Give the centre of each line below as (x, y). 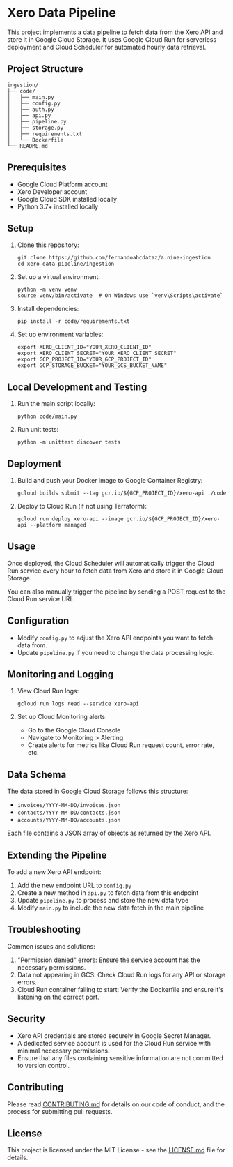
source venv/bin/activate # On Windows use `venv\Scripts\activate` (120, 296)
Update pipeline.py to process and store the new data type (103, 901)
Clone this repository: (48, 245)
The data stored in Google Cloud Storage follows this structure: (98, 791)
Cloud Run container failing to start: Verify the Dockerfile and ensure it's (120, 989)
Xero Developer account (52, 191)
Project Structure (45, 69)
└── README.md (28, 146)
